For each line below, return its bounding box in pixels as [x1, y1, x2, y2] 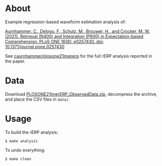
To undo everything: [5, 147, 46, 153]
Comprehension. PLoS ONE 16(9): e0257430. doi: [5, 38, 104, 44]
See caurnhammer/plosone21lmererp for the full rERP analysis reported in [5, 53, 152, 59]
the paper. [5, 58, 26, 64]
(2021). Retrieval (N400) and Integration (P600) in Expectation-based [5, 33, 144, 39]
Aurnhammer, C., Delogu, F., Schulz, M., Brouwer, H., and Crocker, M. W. [5, 28, 150, 34]
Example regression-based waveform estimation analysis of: [5, 19, 126, 25]
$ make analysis [5, 138, 38, 143]
